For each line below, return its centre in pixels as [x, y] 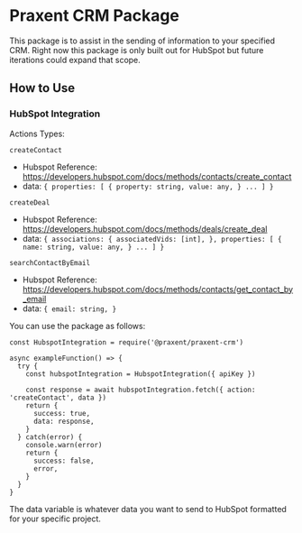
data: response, [64, 421]
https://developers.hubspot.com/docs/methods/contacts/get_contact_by [158, 289]
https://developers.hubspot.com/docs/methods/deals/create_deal [145, 229]
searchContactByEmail [50, 262]
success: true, [62, 413]
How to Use [42, 88]
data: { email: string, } [69, 308]
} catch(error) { [50, 437]
